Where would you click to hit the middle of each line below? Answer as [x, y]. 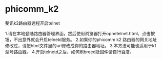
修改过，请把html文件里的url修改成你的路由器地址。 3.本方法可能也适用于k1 [81, 45]
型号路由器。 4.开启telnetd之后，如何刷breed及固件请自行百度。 [70, 52]
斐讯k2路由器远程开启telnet [32, 23]
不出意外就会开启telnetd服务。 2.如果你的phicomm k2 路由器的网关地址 [85, 39]
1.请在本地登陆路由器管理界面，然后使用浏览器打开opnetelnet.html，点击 [78, 33]
